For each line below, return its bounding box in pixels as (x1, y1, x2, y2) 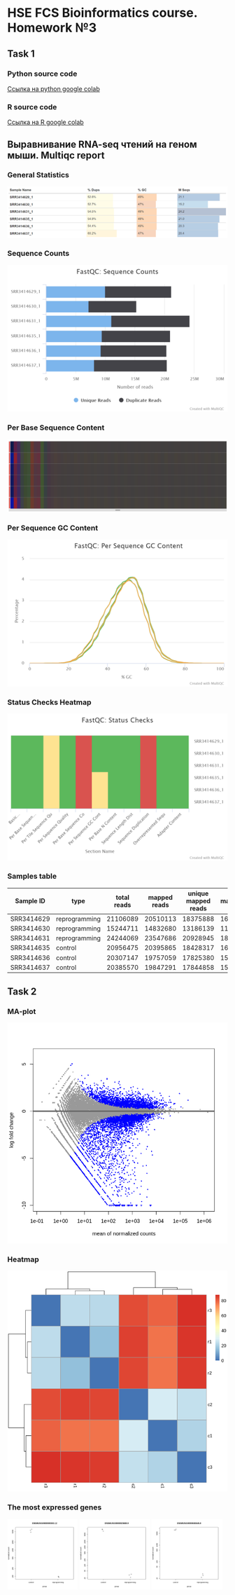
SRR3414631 (10, 934, 50, 943)
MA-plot (7, 1006, 36, 1016)
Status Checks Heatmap (7, 697, 92, 707)
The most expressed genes (7, 1502, 102, 1512)
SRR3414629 (10, 915, 50, 923)
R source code (7, 102, 57, 111)
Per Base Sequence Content (7, 423, 105, 432)
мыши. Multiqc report (7, 149, 105, 161)
